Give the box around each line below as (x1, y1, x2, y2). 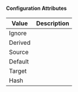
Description (36, 19, 70, 27)
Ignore (9, 29, 27, 37)
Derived (9, 38, 31, 47)
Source (9, 48, 29, 56)
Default (9, 58, 29, 66)
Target (9, 67, 27, 75)
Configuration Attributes (6, 5, 67, 12)
